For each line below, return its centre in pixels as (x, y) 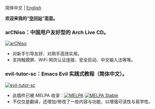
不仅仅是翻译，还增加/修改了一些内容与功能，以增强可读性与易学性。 (82, 102)
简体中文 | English (23, 8)
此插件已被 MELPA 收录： (38, 95)
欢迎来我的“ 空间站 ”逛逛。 (31, 18)
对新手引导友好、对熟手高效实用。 (47, 54)
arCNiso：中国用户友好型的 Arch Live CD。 (57, 32)
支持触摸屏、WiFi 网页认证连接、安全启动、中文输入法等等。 (74, 60)
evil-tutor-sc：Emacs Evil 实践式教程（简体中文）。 (66, 74)
